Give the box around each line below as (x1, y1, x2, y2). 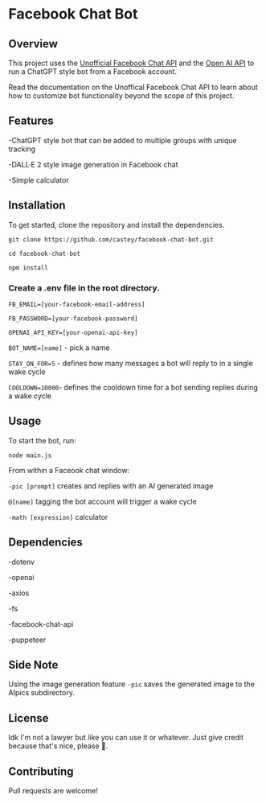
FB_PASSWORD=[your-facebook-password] (8, 315, 138, 323)
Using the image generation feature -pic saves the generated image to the (8, 679, 256, 689)
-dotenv (8, 557, 35, 566)
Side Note (8, 657, 59, 672)
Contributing (8, 764, 74, 778)
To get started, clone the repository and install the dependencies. (8, 220, 225, 229)
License (8, 711, 49, 725)
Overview (8, 37, 59, 51)
